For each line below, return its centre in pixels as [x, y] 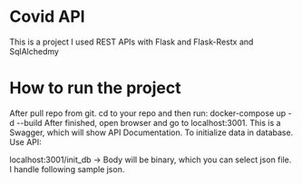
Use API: [26, 141]
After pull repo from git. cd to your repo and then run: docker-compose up [148, 113]
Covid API [47, 17]
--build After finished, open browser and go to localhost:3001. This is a [149, 122]
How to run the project [95, 88]
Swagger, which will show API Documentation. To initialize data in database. [151, 132]
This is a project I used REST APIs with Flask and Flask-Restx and [132, 42]
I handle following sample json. [67, 169]
